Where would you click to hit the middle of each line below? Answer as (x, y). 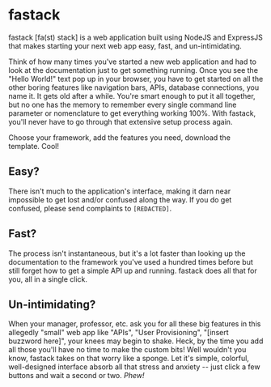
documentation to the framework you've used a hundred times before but (131, 262)
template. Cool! (34, 146)
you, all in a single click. (48, 279)
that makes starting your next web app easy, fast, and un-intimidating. (125, 45)
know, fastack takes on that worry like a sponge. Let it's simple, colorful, (129, 359)
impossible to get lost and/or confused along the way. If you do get (120, 199)
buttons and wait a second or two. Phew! (76, 376)
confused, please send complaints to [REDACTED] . (90, 208)
